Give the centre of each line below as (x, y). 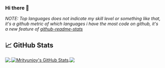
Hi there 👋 (17, 8)
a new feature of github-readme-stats (44, 29)
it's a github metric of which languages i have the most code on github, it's (82, 24)
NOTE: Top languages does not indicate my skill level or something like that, (83, 19)
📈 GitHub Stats (29, 45)
